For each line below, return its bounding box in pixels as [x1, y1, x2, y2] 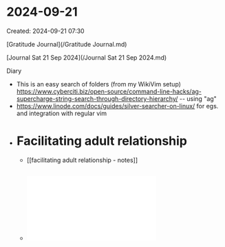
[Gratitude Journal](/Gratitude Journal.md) [6, 40, 127, 48]
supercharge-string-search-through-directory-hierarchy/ [16, 94, 178, 103]
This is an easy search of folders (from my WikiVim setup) [16, 80, 182, 88]
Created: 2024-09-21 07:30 [6, 27, 85, 35]
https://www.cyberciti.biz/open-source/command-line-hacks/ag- [16, 87, 202, 95]
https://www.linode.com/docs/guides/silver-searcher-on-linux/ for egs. [16, 102, 219, 110]
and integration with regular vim [16, 109, 107, 117]
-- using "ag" [179, 94, 217, 103]
